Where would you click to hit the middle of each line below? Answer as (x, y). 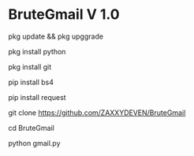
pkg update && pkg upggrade (56, 36)
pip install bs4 (31, 82)
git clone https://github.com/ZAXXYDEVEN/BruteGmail (97, 113)
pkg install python (37, 51)
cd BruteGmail (32, 128)
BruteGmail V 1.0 (64, 15)
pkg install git (30, 67)
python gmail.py (34, 143)
